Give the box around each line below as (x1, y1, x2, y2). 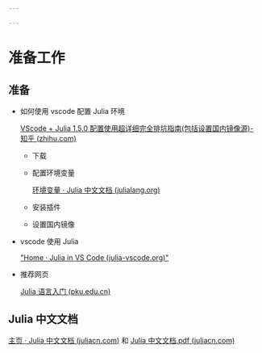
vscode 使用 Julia (19, 236, 79, 246)
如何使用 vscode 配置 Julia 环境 (19, 106, 125, 116)
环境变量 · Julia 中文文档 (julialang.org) (31, 185, 160, 195)
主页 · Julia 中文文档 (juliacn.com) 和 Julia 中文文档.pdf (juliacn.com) (8, 335, 235, 345)
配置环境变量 (31, 167, 75, 178)
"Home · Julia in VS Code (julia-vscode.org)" (19, 252, 169, 263)
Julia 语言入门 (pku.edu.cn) (19, 286, 111, 296)
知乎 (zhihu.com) (19, 133, 77, 143)
